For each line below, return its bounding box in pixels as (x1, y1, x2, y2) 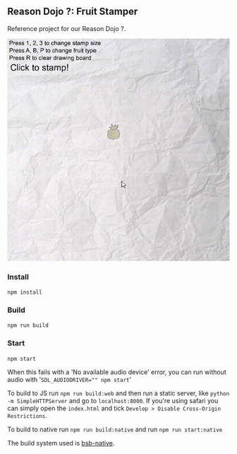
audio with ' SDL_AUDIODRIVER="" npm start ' (7, 375, 132, 383)
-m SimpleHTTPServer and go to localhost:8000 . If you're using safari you (7, 396, 219, 405)
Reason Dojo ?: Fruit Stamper (7, 6, 138, 18)
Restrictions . (7, 411, 47, 419)
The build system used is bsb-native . (7, 438, 115, 447)
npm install (7, 289, 42, 296)
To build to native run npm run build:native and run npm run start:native (7, 425, 223, 434)
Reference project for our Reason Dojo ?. (7, 24, 126, 32)
